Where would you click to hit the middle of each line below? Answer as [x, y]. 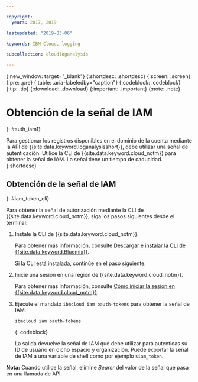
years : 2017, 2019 [34, 22]
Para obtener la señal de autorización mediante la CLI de [75, 210]
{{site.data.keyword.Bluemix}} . [52, 251]
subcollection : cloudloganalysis [47, 54]
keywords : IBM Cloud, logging [43, 44]
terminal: [17, 222]
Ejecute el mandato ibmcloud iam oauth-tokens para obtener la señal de [102, 304]
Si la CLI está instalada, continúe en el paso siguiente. [80, 263]
